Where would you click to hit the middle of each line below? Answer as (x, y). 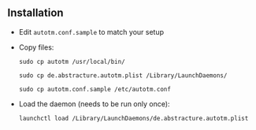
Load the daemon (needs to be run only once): (94, 104)
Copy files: (36, 47)
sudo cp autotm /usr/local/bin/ (72, 61)
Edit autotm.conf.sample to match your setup (91, 32)
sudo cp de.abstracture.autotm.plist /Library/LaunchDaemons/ (123, 75)
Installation (35, 13)
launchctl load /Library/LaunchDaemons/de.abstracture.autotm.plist (134, 118)
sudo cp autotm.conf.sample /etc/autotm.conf (95, 89)
